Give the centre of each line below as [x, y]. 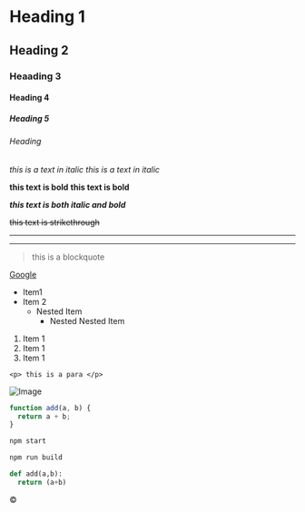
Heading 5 [30, 118]
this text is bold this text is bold [69, 187]
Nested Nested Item [87, 320]
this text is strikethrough [54, 222]
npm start [28, 441]
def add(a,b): [36, 474]
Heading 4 [30, 98]
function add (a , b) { [50, 408]
